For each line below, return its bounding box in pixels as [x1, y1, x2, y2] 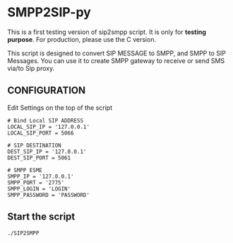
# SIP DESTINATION [7, 142, 61, 149]
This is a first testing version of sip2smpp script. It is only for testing [7, 28, 207, 36]
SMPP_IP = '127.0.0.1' [7, 173, 74, 180]
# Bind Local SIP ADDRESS [7, 117, 83, 124]
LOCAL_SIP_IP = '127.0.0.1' [7, 123, 90, 130]
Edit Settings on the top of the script [7, 103, 113, 112]
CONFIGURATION [7, 84, 86, 96]
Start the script [7, 210, 76, 223]
